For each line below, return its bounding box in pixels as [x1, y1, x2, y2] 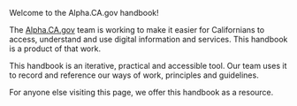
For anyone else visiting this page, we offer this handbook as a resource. [9, 87, 274, 97]
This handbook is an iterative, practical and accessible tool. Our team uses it [9, 61, 287, 71]
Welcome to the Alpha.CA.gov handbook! [9, 8, 159, 18]
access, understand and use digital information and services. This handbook [9, 34, 288, 44]
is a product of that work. [9, 43, 102, 54]
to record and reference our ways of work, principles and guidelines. [9, 70, 259, 80]
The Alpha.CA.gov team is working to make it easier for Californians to [9, 25, 265, 34]
